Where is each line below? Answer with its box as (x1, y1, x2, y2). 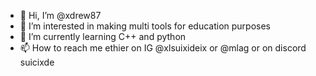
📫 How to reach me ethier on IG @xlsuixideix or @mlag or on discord (19, 42, 307, 54)
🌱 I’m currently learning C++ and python (19, 31, 187, 42)
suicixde (19, 56, 55, 68)
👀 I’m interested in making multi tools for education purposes (19, 20, 272, 32)
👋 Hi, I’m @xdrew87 (19, 10, 102, 21)
